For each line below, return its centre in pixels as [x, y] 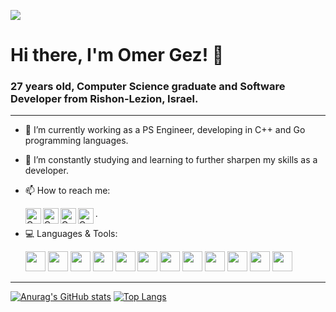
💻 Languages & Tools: [71, 234]
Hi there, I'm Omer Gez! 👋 [117, 55]
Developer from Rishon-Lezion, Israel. [104, 99]
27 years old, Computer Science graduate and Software [148, 87]
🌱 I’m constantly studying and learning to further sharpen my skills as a [171, 160]
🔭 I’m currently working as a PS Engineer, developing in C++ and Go [165, 130]
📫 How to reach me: [67, 191]
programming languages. [76, 141]
